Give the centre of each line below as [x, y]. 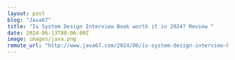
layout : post [26, 13]
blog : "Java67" [29, 20]
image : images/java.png [42, 39]
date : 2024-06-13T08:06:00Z [48, 33]
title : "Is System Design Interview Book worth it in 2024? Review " [111, 26]
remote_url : [24, 46]
